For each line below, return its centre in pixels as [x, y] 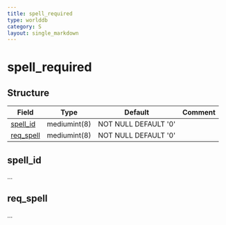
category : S [24, 26]
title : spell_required [40, 14]
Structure [28, 93]
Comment [199, 112]
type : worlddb [28, 20]
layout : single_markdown [43, 33]
